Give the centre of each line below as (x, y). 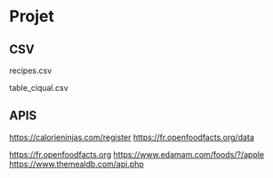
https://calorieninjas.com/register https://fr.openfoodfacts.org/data (132, 137)
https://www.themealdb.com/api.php (76, 164)
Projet (32, 16)
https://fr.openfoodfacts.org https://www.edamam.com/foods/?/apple (137, 154)
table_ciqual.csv (39, 88)
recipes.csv (31, 70)
